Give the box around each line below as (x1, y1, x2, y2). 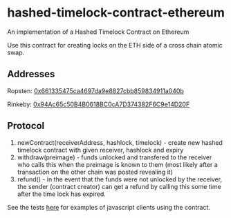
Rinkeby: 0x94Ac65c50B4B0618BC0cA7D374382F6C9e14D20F (7, 100, 190, 108)
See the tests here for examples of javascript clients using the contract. (7, 203, 211, 211)
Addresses (7, 68, 55, 80)
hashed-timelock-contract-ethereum (7, 5, 225, 21)
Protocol (7, 120, 45, 132)
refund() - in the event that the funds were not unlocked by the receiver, (17, 175, 223, 184)
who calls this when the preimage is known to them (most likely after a (17, 160, 218, 168)
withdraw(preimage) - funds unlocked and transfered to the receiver (17, 153, 212, 161)
